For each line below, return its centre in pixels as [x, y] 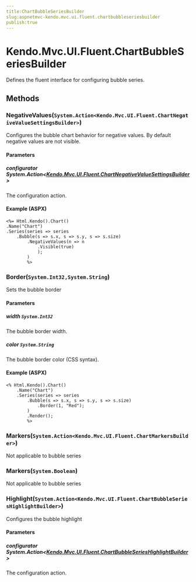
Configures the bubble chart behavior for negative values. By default [88, 135]
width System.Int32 [29, 316]
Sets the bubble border [34, 290]
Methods [23, 98]
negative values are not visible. [43, 141]
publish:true [22, 22]
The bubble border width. [37, 331]
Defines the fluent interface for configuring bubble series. [75, 80]
